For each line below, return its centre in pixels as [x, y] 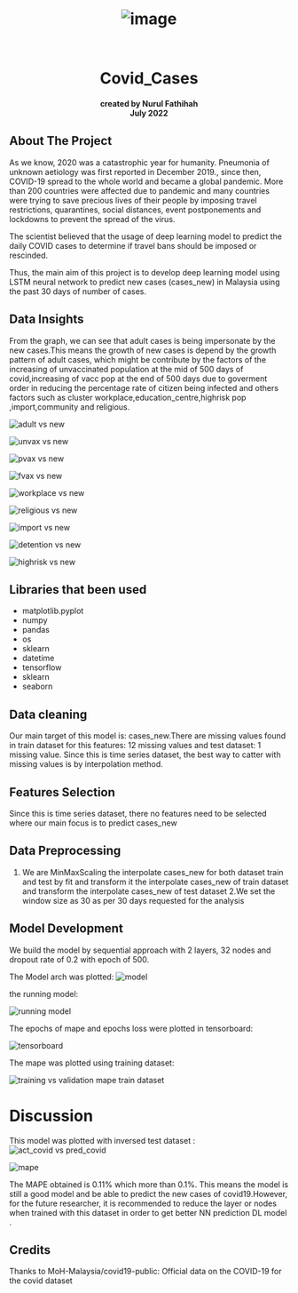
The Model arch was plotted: [62, 977]
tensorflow [42, 667]
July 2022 [149, 113]
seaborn [37, 686]
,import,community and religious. [70, 407]
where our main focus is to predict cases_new [93, 823]
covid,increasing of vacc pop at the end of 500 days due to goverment [138, 379]
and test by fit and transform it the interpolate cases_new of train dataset [155, 882]
